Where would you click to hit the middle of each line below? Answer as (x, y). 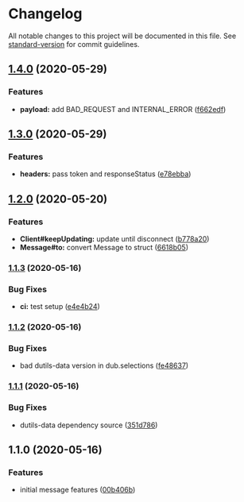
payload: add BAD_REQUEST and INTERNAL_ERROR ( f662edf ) (123, 109)
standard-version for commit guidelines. (74, 44)
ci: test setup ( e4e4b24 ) (60, 307)
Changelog (45, 14)
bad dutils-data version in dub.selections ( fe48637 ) (104, 365)
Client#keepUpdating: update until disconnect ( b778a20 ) (114, 239)
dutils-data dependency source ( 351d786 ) (89, 425)
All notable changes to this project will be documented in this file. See (122, 36)
